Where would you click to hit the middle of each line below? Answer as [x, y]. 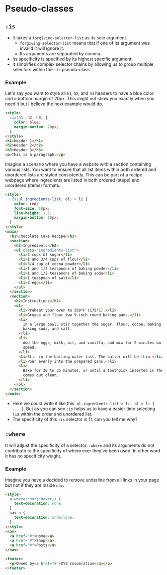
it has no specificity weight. [33, 456]
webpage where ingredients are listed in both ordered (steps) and [73, 180]
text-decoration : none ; [39, 504]
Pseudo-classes [39, 9]
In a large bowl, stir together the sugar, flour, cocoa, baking [92, 324]
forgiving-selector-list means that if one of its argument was [85, 43]
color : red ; [26, 204]
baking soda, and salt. [47, 329]
